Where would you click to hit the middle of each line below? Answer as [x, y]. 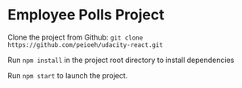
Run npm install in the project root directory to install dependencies [121, 60]
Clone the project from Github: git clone [75, 37]
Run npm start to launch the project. [68, 75]
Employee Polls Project [86, 15]
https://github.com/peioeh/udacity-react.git [85, 45]
